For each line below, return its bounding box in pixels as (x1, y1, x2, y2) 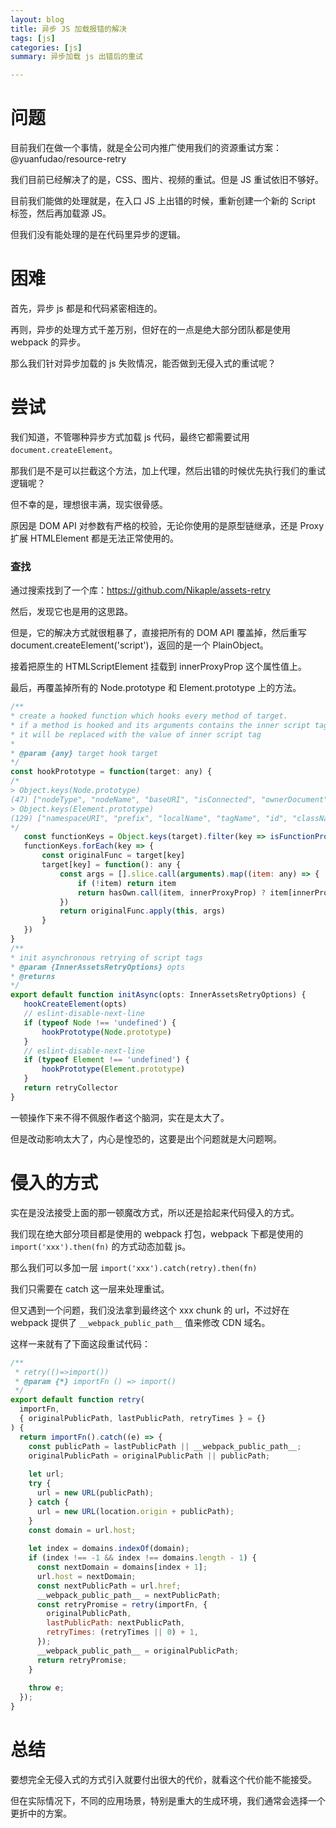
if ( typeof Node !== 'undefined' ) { (23, 1017, 177, 1028)
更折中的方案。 (10, 1807, 72, 1819)
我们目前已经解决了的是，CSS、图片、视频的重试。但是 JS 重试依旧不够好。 (10, 174, 325, 186)
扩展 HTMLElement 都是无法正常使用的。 (10, 532, 180, 544)
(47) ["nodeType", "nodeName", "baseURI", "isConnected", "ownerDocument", (10, 794, 333, 805)
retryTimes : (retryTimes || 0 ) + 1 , (46, 1627, 199, 1638)
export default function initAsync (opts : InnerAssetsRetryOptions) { (10, 990, 307, 1000)
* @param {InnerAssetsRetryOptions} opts (10, 962, 186, 972)
